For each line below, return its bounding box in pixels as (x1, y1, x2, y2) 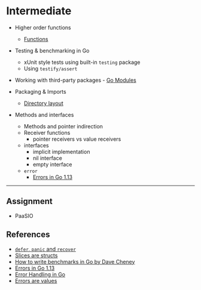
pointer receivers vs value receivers (32, 135, 121, 143)
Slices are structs (14, 252, 58, 259)
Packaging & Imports (14, 88, 67, 95)
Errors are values (14, 277, 57, 284)
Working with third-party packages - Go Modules (14, 76, 136, 84)
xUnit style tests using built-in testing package (23, 58, 141, 66)
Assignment (6, 196, 53, 206)
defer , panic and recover (14, 245, 77, 252)
